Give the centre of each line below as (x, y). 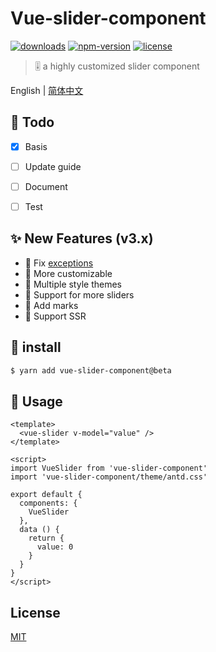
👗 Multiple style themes (73, 284)
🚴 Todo (32, 122)
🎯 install (36, 347)
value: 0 (55, 547)
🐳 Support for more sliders (79, 294)
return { (46, 538)
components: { (48, 503)
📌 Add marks (51, 305)
